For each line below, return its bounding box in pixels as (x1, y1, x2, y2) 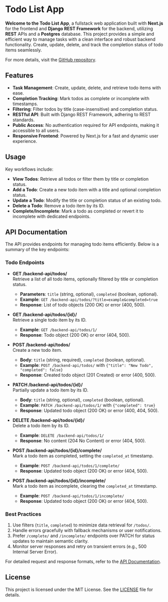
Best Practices (5, 510, 42, 517)
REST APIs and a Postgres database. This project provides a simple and (5, 31, 154, 37)
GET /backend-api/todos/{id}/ (12, 311, 77, 318)
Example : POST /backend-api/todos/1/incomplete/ (20, 492, 124, 499)
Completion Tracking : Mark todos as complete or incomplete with (12, 95, 149, 101)
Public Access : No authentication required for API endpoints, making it (12, 122, 159, 128)
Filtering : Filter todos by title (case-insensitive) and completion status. (12, 106, 158, 112)
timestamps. (12, 101, 39, 107)
